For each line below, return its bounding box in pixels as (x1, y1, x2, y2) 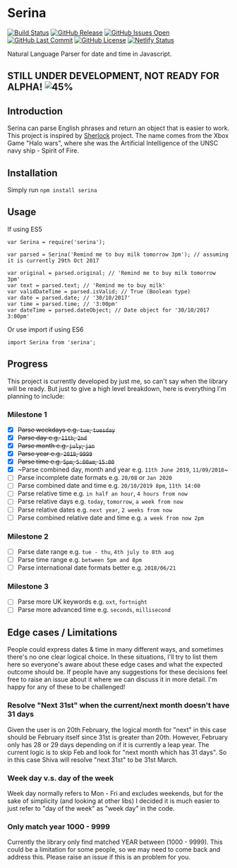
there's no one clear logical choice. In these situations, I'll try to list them (7, 652, 218, 662)
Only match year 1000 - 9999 (7, 821, 111, 831)
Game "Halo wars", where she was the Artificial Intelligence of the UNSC (7, 139, 219, 148)
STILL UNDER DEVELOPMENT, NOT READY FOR (7, 70, 220, 82)
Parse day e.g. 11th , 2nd (17, 433, 87, 442)
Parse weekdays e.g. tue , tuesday (17, 426, 116, 434)
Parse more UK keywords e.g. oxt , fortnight (17, 597, 148, 606)
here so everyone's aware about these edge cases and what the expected (7, 660, 224, 669)
